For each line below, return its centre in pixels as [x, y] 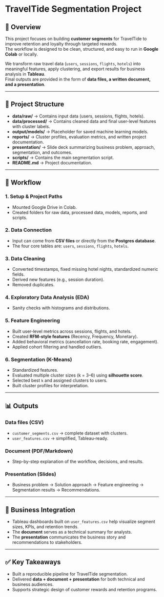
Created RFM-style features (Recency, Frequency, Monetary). [75, 336]
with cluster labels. [31, 126]
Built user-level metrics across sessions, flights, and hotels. [72, 331]
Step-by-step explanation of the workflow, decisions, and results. [78, 461]
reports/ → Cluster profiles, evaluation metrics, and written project [79, 137]
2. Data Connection [29, 230]
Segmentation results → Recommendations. [56, 490]
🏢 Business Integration [40, 510]
